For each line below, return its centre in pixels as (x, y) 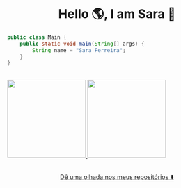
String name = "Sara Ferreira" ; (79, 50)
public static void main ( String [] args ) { (82, 44)
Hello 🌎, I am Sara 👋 (117, 14)
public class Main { (37, 37)
